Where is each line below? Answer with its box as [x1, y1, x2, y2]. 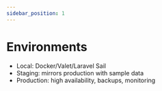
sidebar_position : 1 [6, 10, 66, 17]
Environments [6, 39, 88, 54]
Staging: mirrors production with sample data [16, 69, 144, 77]
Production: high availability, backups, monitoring [16, 76, 156, 84]
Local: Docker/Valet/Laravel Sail [16, 62, 107, 70]
